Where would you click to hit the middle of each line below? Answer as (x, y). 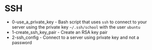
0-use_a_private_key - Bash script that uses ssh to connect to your (79, 22)
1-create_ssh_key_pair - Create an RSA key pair (60, 32)
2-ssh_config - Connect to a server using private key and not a (75, 37)
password (22, 42)
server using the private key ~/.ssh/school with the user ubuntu (76, 27)
